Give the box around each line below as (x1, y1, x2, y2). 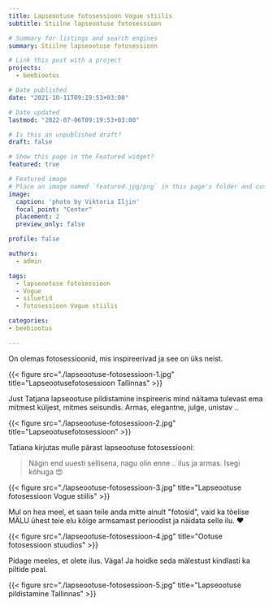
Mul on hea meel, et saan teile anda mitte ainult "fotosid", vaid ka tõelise (8, 507, 249, 517)
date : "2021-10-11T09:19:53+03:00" (8, 93, 129, 102)
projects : (8, 64, 42, 72)
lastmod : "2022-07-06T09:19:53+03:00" (8, 115, 140, 124)
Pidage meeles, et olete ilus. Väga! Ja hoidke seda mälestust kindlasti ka (8, 556, 250, 565)
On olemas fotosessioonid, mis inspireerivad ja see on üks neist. (8, 353, 223, 363)
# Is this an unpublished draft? (8, 131, 122, 139)
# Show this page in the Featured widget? (8, 153, 154, 161)
